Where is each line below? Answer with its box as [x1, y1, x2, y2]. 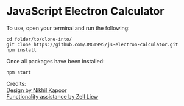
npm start [6, 69, 32, 76]
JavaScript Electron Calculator [6, 4, 165, 18]
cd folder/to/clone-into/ [6, 36, 72, 42]
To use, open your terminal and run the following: [6, 24, 130, 32]
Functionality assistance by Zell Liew [6, 93, 99, 100]
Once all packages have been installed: [6, 57, 105, 65]
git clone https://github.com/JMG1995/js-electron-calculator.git [6, 41, 179, 48]
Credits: [6, 80, 26, 87]
